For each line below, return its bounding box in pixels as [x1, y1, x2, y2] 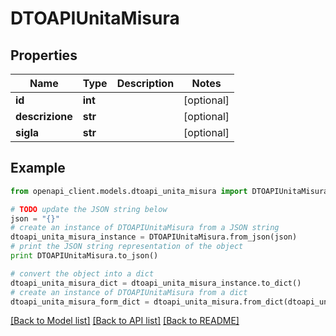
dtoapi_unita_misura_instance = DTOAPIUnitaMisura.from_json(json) [10, 232, 298, 242]
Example [10, 160, 66, 177]
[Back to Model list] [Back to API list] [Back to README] [10, 315, 240, 327]
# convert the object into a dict [10, 268, 155, 279]
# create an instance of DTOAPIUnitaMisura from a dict [10, 287, 248, 297]
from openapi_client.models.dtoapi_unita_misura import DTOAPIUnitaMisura [10, 186, 329, 196]
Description [116, 77, 175, 90]
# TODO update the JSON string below [10, 204, 168, 214]
